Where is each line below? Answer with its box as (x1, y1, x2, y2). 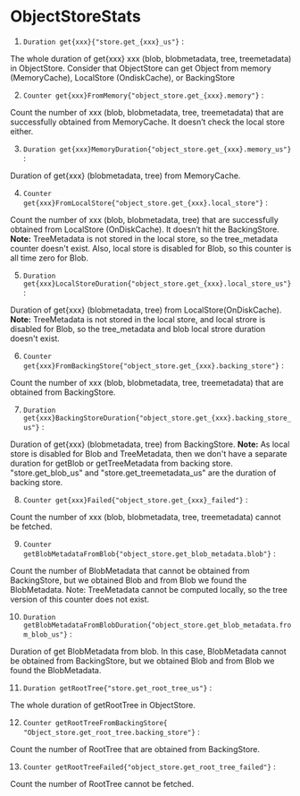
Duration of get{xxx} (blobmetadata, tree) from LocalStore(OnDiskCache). (10, 304, 282, 315)
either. (10, 125, 34, 136)
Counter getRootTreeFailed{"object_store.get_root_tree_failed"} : (22, 761, 276, 772)
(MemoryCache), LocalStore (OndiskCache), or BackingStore (10, 72, 236, 82)
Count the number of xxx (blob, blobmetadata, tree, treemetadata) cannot (10, 511, 281, 522)
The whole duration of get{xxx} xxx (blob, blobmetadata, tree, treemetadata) (10, 53, 292, 64)
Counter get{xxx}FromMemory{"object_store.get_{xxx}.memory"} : (22, 90, 264, 100)
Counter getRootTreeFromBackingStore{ (22, 718, 168, 727)
